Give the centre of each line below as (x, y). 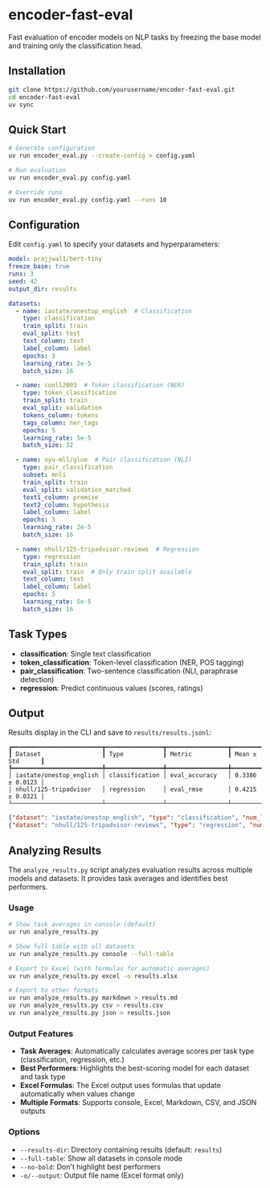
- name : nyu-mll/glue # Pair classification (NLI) (104, 460)
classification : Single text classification (85, 653)
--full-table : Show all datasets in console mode (101, 1158)
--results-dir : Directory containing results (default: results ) (121, 1149)
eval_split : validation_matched (77, 490)
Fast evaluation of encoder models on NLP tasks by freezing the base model (135, 37)
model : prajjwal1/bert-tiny (55, 259)
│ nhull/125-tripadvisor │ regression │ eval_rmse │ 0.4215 (133, 790)
